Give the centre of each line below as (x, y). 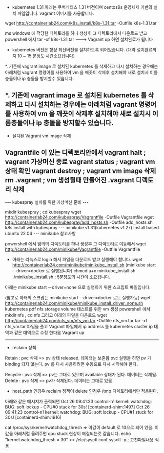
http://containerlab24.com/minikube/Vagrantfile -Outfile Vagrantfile (73, 249)
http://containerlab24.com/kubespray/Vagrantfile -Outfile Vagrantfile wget (80, 217)
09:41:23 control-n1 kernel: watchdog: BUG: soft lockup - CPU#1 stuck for (79, 412)
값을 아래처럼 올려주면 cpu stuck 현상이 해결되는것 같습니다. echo (68, 433)
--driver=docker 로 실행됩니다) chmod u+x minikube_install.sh (74, 270)
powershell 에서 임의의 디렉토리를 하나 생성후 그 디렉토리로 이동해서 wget (76, 243)
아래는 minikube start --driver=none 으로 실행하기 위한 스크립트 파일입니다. (78, 287)
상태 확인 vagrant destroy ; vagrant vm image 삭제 (81, 171)
